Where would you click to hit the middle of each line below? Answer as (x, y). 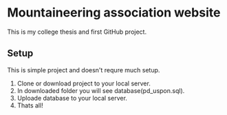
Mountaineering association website (114, 13)
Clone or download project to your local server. (84, 83)
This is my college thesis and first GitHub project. (77, 32)
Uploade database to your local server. (72, 98)
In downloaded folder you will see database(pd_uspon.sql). (101, 90)
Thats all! (30, 105)
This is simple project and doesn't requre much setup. (84, 70)
